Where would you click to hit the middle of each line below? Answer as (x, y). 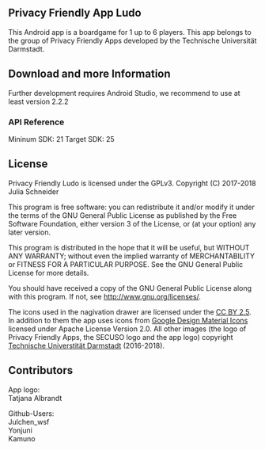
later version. (30, 232)
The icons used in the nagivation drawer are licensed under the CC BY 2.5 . (130, 311)
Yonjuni (21, 430)
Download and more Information (90, 74)
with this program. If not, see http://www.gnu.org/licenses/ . (105, 296)
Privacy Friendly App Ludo (75, 13)
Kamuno (22, 438)
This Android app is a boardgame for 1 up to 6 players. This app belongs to (130, 32)
